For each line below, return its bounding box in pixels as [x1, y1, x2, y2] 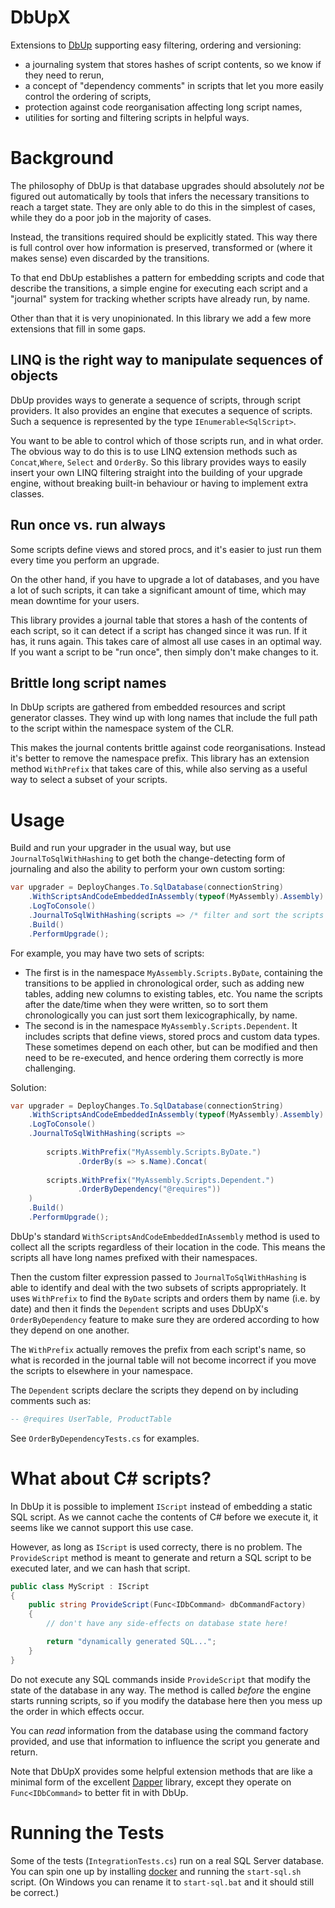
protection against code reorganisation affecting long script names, [24, 101, 303, 113]
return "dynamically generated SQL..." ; [46, 1637, 217, 1647]
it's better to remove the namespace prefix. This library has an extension [10, 752, 310, 765]
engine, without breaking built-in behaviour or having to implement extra [10, 477, 309, 489]
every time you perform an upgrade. [10, 554, 160, 566]
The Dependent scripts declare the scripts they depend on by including [10, 1384, 299, 1396]
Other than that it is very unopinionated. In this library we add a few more [10, 312, 312, 324]
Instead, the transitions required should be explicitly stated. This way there [10, 231, 318, 243]
